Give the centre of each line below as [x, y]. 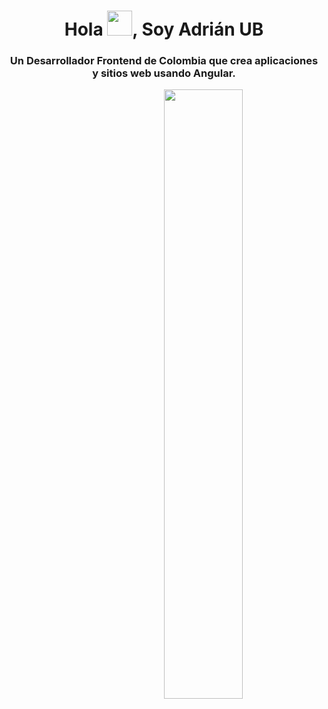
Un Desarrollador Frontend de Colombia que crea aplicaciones [164, 61]
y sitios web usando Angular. [164, 73]
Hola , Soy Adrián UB [164, 29]
